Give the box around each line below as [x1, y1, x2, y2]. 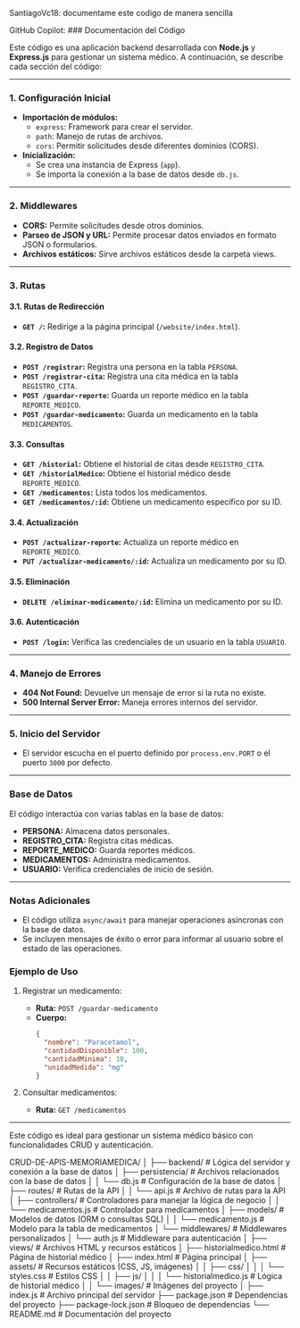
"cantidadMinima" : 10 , [43, 1054, 129, 1064]
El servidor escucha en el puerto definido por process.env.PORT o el [21, 748, 271, 758]
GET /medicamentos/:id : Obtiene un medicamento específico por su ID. [21, 497, 283, 507]
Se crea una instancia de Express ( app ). [35, 160, 181, 171]
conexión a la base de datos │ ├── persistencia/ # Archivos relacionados [9, 1166, 279, 1177]
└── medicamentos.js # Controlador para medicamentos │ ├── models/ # [9, 1205, 285, 1215]
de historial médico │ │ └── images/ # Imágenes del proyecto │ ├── [9, 1281, 263, 1291]
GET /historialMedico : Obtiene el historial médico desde [21, 468, 231, 479]
